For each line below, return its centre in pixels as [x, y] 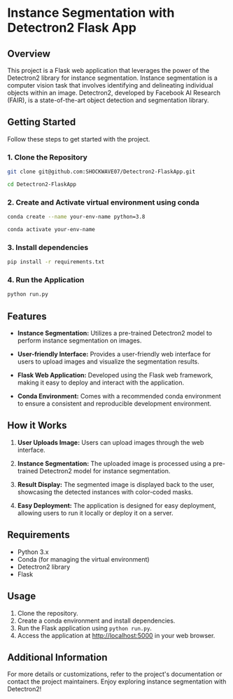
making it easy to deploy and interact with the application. [101, 382]
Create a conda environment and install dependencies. [96, 621]
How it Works [37, 425]
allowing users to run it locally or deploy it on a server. [95, 513]
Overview [29, 54]
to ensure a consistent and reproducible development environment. [114, 403]
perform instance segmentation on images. [79, 340]
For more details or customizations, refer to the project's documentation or [115, 674]
